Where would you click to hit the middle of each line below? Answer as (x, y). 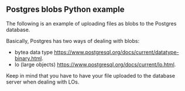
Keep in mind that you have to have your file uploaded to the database (91, 75)
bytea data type (34, 52)
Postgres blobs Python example (65, 10)
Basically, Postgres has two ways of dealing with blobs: (73, 41)
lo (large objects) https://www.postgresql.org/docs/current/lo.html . (95, 64)
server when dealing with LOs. (43, 82)
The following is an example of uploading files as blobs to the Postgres (91, 23)
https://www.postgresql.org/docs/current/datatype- (117, 52)
